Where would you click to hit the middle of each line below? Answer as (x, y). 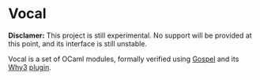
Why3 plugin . (30, 67)
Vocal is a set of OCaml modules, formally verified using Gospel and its (124, 59)
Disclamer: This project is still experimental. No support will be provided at (130, 35)
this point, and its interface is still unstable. (78, 43)
